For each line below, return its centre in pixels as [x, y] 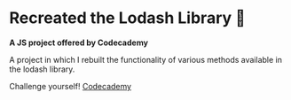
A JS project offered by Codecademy [79, 42]
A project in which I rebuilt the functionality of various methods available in [145, 59]
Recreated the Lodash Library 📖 [127, 18]
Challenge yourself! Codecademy [70, 86]
